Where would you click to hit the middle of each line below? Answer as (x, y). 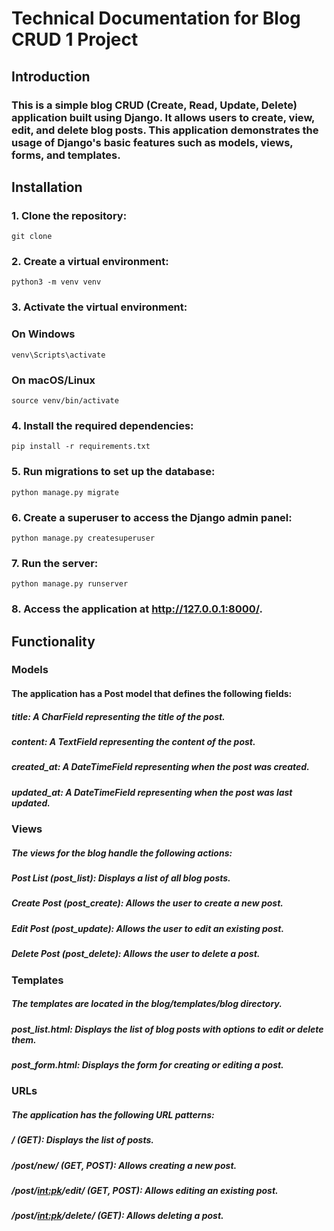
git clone (32, 237)
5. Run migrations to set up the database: (113, 472)
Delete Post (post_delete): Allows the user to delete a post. (136, 954)
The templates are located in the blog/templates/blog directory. (147, 1004)
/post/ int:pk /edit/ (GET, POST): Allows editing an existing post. (145, 1191)
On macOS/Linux (53, 380)
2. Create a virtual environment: (90, 262)
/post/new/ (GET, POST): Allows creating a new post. (124, 1165)
